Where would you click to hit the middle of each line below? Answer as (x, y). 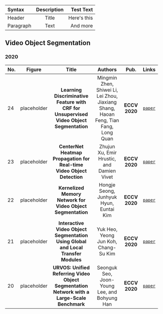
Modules (71, 259)
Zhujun (107, 147)
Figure (34, 69)
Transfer (71, 254)
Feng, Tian (107, 120)
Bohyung (107, 298)
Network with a (71, 292)
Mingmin (107, 77)
